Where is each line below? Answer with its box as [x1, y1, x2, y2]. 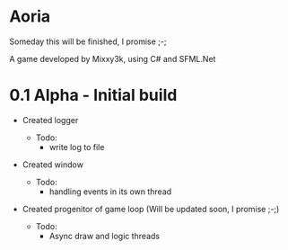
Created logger [22, 114, 79, 125]
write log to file [48, 141, 105, 152]
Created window [22, 159, 83, 170]
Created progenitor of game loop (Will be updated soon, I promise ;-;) [22, 203, 280, 214]
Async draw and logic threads [48, 230, 160, 241]
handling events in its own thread [48, 186, 172, 197]
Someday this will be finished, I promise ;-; [9, 36, 167, 47]
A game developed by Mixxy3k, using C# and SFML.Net [9, 53, 216, 64]
